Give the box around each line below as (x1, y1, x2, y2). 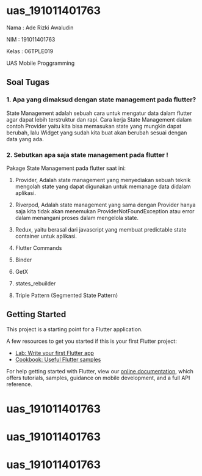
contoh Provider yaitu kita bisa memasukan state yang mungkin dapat (6, 122, 182, 130)
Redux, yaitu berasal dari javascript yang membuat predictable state (15, 225, 187, 233)
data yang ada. (6, 135, 44, 142)
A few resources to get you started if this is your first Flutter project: (6, 337, 177, 345)
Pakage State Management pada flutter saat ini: (6, 164, 126, 172)
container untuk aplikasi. (15, 232, 78, 240)
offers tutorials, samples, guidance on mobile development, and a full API (6, 374, 190, 381)
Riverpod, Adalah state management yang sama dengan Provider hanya (15, 201, 196, 208)
